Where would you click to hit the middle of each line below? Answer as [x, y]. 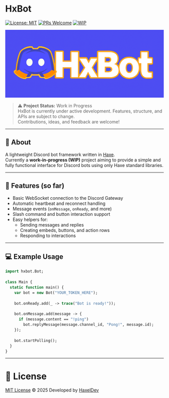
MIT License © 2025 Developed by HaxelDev [52, 390]
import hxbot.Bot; [24, 271]
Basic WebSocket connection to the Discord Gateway [68, 198]
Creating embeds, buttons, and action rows [65, 230]
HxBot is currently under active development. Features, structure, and [90, 111]
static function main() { [37, 288]
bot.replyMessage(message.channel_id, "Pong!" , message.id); [89, 325]
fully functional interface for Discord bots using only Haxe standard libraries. [84, 165]
